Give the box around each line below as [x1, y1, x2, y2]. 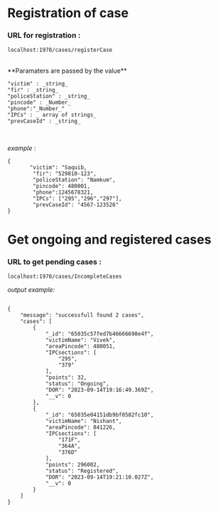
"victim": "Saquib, [29, 164, 87, 172]
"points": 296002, [45, 461, 100, 468]
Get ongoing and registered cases [7, 231, 212, 247]
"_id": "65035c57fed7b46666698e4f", [45, 330, 154, 338]
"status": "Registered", [45, 467, 119, 474]
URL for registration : [7, 31, 81, 41]
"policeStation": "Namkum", [33, 177, 116, 184]
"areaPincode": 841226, [45, 424, 116, 431]
